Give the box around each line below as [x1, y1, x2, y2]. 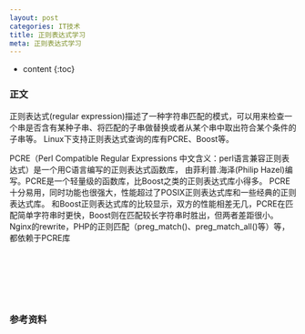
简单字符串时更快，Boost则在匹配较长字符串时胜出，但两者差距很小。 [16, 209, 279, 220]
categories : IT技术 [9, 22, 81, 31]
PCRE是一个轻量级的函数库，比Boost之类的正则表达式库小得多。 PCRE [25, 175, 291, 187]
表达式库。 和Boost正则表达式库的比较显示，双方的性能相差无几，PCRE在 [9, 197, 286, 209]
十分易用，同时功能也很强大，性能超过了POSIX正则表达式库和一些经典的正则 [9, 187, 297, 197]
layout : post [9, 13, 59, 23]
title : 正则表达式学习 [9, 30, 86, 39]
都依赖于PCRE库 [9, 232, 71, 243]
